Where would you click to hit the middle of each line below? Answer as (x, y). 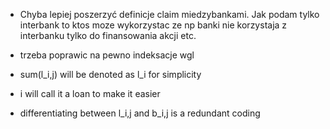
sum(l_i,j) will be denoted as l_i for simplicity (110, 74)
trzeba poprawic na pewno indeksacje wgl (107, 55)
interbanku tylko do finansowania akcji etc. (108, 35)
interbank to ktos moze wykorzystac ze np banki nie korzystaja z (153, 25)
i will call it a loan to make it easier (90, 93)
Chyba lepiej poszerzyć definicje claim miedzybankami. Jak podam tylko (169, 14)
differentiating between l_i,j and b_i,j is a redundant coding (140, 113)
